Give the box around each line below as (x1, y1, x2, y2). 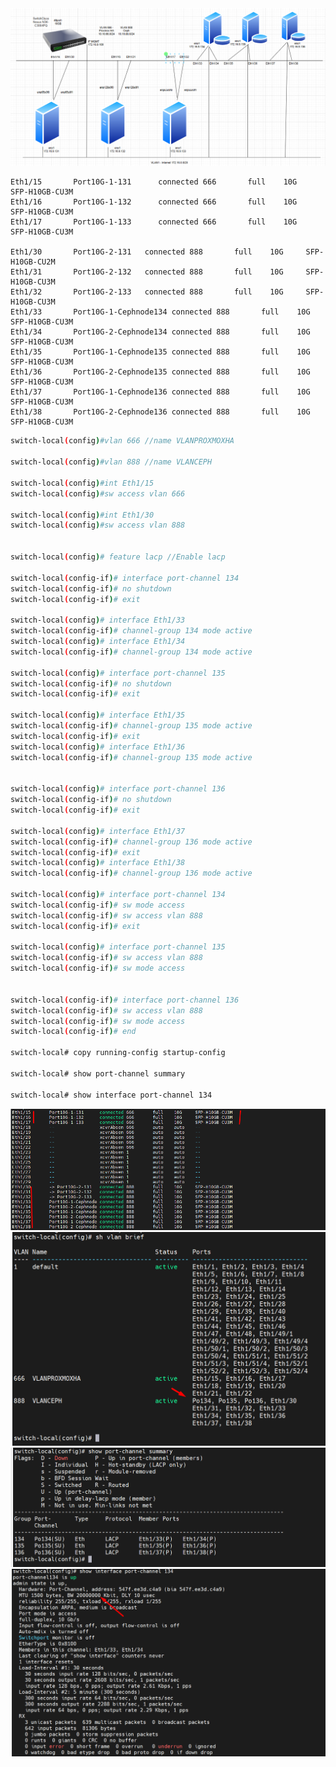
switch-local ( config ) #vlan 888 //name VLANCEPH (10, 457, 213, 467)
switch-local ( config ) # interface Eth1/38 (10, 858, 186, 868)
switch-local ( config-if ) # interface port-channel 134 (10, 573, 240, 583)
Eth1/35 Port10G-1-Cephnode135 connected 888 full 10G (10, 347, 311, 357)
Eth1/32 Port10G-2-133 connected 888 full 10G (10, 287, 284, 297)
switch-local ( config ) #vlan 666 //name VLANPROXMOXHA (10, 436, 235, 446)
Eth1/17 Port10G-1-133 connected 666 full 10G (10, 217, 298, 227)
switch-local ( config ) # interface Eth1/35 (10, 710, 186, 721)
